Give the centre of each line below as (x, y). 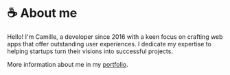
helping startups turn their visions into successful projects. (90, 51)
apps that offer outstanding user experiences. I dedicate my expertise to (109, 44)
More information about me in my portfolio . (68, 64)
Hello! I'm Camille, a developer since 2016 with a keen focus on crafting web (115, 36)
